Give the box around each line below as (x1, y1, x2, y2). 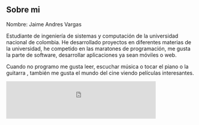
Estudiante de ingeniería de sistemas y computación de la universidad (6, 32, 179, 39)
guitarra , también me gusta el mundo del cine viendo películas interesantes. (6, 69, 194, 77)
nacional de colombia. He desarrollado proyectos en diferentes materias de (6, 38, 192, 45)
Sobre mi (6, 5, 41, 15)
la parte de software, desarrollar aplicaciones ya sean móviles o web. (6, 51, 177, 59)
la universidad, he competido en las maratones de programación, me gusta (6, 45, 191, 52)
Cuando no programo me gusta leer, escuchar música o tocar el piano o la (6, 63, 189, 70)
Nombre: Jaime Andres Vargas (6, 20, 82, 28)
